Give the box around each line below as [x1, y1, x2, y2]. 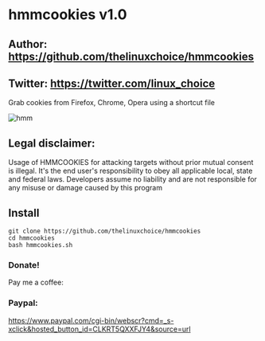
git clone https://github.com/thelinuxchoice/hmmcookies [8, 227, 201, 236]
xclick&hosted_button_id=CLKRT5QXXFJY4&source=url [8, 324, 191, 334]
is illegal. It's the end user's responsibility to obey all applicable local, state [8, 166, 253, 176]
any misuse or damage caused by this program [8, 183, 163, 193]
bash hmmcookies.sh [8, 241, 73, 249]
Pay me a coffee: [8, 277, 64, 288]
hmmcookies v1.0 [8, 6, 127, 24]
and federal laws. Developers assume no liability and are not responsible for [8, 174, 257, 184]
